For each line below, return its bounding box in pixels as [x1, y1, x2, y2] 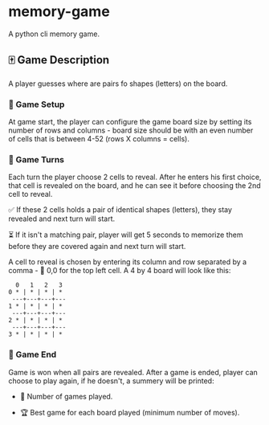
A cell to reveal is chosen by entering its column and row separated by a [8, 257, 247, 267]
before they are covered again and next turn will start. [8, 242, 186, 251]
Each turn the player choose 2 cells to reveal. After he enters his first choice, [8, 172, 262, 182]
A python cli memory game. [8, 29, 100, 39]
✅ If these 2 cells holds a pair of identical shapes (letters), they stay [8, 205, 233, 215]
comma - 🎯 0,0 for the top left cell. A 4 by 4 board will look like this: [8, 266, 231, 276]
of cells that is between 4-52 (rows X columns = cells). [8, 134, 190, 144]
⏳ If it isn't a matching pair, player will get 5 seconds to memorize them [8, 230, 243, 239]
